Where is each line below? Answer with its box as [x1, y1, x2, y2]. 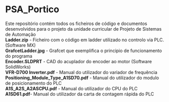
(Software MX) [5, 42, 36, 48]
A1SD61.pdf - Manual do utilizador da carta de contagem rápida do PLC [5, 91, 154, 97]
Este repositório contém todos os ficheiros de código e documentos [5, 20, 147, 27]
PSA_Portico [5, 4, 59, 15]
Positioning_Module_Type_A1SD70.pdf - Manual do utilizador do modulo [5, 74, 159, 81]
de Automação [5, 31, 36, 37]
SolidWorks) [5, 64, 31, 70]
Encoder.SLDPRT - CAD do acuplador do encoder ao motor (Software [5, 58, 152, 64]
